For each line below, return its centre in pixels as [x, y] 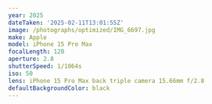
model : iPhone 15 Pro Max [50, 45]
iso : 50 [21, 74]
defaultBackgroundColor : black [59, 88]
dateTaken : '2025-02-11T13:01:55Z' [66, 23]
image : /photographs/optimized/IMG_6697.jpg [82, 30]
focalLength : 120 [36, 52]
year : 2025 [26, 15]
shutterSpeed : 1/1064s [45, 66]
